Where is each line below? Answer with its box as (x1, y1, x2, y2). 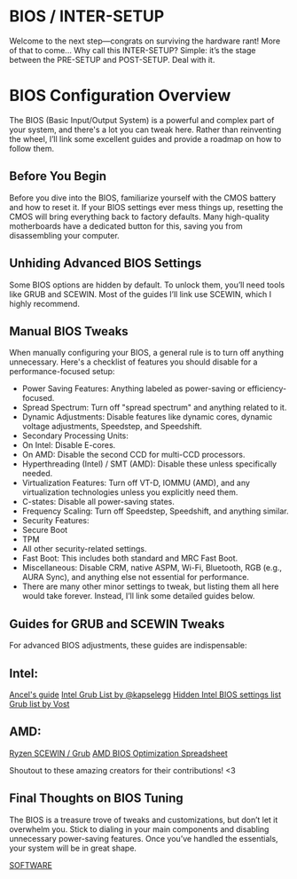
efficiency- (246, 383, 287, 394)
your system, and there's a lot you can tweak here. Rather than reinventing (9, 124, 282, 135)
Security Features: (21, 515, 90, 526)
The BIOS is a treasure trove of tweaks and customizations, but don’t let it (9, 814, 278, 825)
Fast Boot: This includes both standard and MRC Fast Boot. (21, 553, 238, 564)
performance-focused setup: (9, 366, 115, 377)
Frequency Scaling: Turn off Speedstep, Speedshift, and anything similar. (21, 506, 289, 516)
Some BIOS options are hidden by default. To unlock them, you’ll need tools (9, 279, 285, 290)
